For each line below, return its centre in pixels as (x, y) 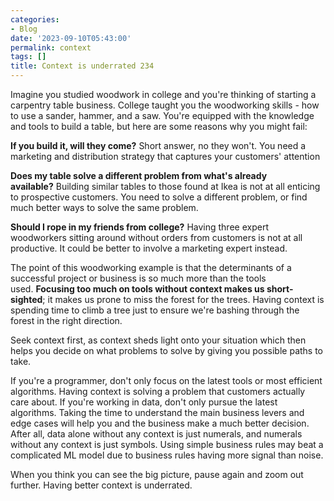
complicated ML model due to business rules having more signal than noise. (167, 455)
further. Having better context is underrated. (101, 485)
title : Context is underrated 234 (82, 66)
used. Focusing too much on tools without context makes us (137, 289)
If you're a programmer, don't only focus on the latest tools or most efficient (166, 380)
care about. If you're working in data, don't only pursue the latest (144, 402)
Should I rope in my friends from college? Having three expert (139, 227)
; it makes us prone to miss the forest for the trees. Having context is (183, 299)
